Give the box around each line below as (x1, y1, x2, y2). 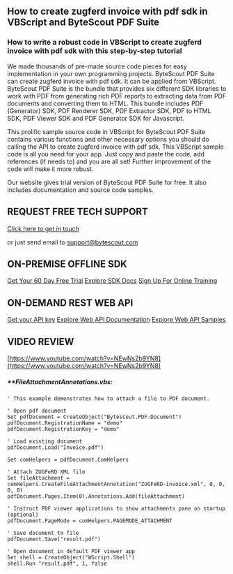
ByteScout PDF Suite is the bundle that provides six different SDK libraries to (7, 84, 227, 93)
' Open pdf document (7, 407, 67, 414)
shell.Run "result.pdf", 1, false (7, 560, 108, 567)
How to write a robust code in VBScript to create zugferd (7, 38, 202, 47)
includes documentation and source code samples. (7, 185, 154, 194)
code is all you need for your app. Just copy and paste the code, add (7, 149, 205, 158)
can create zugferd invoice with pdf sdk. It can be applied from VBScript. (7, 77, 216, 85)
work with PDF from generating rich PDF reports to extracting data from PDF (7, 91, 227, 100)
